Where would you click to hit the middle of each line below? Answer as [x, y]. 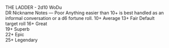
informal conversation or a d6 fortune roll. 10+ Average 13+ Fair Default [80, 18]
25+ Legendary [21, 40]
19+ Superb [17, 29]
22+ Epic [15, 34]
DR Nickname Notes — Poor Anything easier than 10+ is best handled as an [85, 13]
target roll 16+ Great [26, 23]
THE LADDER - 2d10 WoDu [34, 7]
